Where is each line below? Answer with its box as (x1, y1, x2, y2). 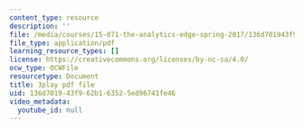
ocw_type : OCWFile (9, 64, 79, 73)
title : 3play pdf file (9, 80, 95, 89)
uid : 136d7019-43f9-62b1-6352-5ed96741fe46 (9, 88, 176, 97)
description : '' (9, 22, 71, 31)
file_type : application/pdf (9, 38, 116, 48)
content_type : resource (9, 13, 100, 23)
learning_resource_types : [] (9, 47, 119, 56)
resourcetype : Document (9, 72, 100, 81)
